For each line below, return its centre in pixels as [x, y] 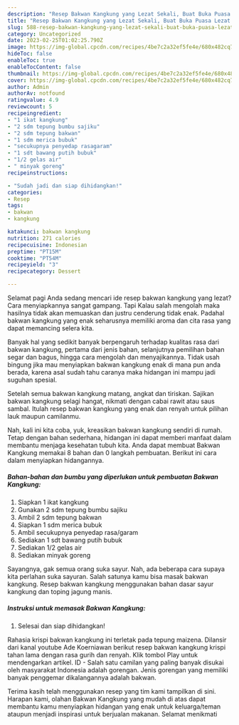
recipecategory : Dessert [44, 271]
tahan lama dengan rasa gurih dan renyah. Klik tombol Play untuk [102, 654]
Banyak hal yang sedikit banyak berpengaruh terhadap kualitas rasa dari [113, 342]
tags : [15, 206]
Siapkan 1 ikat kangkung [53, 502]
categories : [25, 192]
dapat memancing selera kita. [51, 328]
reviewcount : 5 [30, 107]
